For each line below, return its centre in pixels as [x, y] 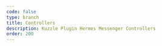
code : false [21, 12]
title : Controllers [31, 23]
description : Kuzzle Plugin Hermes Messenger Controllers [81, 28]
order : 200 [20, 34]
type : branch [23, 17]
